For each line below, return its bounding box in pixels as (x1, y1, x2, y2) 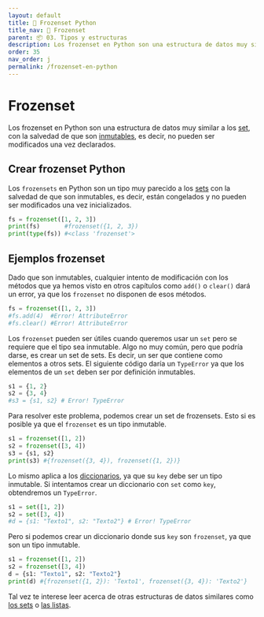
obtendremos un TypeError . (8, 488, 97, 497)
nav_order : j (8, 56, 51, 64)
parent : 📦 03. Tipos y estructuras (8, 33, 128, 42)
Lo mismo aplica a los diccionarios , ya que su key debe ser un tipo (8, 470, 222, 481)
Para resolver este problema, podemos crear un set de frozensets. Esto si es (8, 411, 256, 421)
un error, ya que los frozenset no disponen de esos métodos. (8, 289, 207, 299)
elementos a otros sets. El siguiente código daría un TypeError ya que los (8, 359, 245, 368)
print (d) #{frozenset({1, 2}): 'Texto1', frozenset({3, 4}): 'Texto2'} (8, 577, 247, 585)
